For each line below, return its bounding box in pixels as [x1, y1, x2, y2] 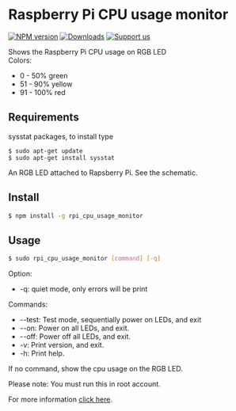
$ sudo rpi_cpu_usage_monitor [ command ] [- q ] [8, 255, 161, 263]
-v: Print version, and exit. [19, 341, 105, 350]
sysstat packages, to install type [8, 131, 113, 141]
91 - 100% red [19, 87, 66, 97]
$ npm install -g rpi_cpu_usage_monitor [8, 211, 144, 219]
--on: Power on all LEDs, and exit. [19, 323, 130, 333]
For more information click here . [8, 394, 113, 405]
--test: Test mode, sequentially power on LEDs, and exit [19, 315, 202, 325]
